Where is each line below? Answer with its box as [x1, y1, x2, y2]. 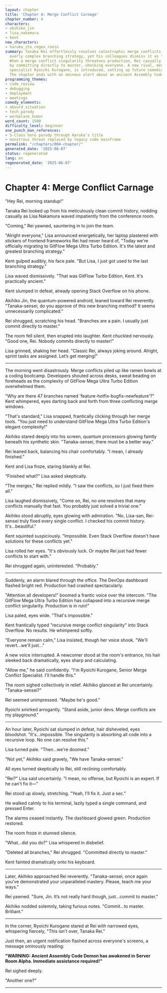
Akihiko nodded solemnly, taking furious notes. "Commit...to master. [5, 903, 145, 909]
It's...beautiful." [5, 523, 36, 529]
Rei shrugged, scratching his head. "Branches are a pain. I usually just [5, 318, 149, 324]
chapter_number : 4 [5, 16, 43, 21]
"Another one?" [5, 978, 37, 984]
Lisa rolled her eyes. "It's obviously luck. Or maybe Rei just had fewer [5, 548, 147, 554]
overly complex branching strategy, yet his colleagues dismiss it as [9, 53, 159, 59]
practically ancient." [5, 278, 46, 284]
